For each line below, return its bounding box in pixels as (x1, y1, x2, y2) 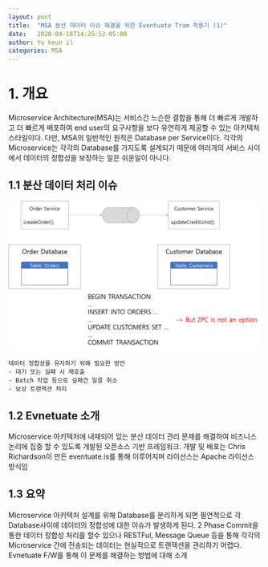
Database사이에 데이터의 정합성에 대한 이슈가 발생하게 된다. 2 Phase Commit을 (8, 520, 259, 529)
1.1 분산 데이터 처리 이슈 (8, 179, 118, 192)
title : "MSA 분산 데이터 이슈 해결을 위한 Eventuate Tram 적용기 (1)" (8, 21, 228, 30)
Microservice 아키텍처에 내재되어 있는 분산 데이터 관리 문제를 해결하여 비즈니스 (8, 431, 257, 441)
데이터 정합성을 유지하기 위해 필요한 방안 (8, 359, 126, 368)
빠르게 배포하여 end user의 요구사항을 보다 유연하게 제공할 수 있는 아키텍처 (25, 123, 260, 132)
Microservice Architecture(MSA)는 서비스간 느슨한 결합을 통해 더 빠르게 (8, 113, 237, 123)
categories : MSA (8, 47, 63, 55)
